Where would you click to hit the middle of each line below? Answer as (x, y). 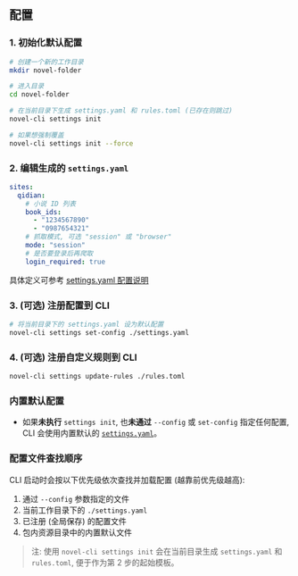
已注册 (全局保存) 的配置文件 (74, 521)
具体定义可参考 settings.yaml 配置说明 (79, 280)
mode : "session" (56, 246)
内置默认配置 (37, 401)
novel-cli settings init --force (71, 143)
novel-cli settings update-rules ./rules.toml (97, 377)
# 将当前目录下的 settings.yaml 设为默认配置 (87, 325)
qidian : (32, 195)
